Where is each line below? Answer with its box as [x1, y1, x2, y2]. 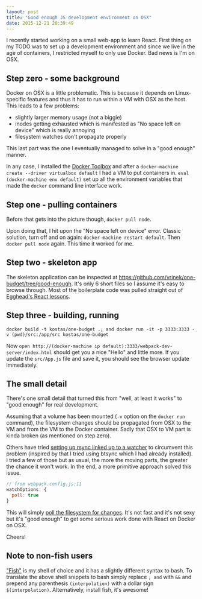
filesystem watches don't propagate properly [14, 133, 127, 141]
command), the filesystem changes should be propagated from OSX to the [6, 419, 191, 426]
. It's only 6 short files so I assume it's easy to [71, 280, 185, 287]
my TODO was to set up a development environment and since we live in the [6, 43, 195, 50]
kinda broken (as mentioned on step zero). [6, 432, 111, 439]
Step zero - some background [6, 73, 120, 83]
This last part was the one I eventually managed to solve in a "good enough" [6, 145, 195, 152]
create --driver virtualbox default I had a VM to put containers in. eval [6, 170, 189, 177]
